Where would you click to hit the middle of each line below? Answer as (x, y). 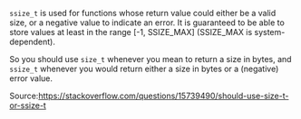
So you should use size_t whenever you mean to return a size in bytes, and (150, 59)
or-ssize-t (28, 105)
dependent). (33, 41)
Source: (24, 96)
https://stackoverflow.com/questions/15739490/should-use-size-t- (163, 96)
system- (269, 32)
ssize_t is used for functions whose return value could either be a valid (143, 13)
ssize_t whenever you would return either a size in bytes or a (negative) (144, 69)
